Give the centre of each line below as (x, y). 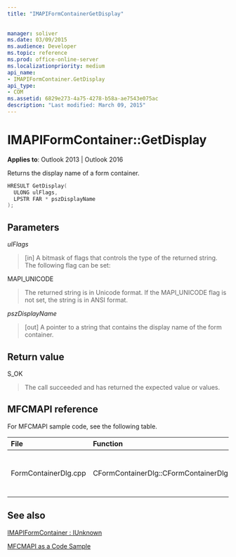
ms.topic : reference (38, 53)
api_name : (22, 72)
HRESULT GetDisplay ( (38, 186)
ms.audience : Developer (42, 46)
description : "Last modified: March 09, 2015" (77, 105)
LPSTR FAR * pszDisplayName (55, 199)
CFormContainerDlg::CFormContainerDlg (160, 473)
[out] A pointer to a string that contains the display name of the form (123, 327)
